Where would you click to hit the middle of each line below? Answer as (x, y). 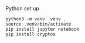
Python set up (22, 8)
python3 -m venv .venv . (36, 19)
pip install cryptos (31, 34)
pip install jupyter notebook (42, 29)
